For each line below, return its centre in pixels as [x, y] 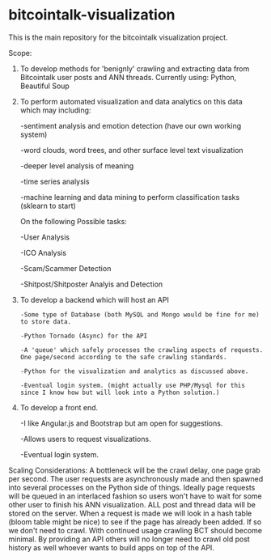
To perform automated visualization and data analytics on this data [131, 101]
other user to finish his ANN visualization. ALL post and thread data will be [132, 504]
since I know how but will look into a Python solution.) [120, 392]
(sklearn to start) [48, 206]
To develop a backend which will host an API [95, 299]
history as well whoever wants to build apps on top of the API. [111, 547]
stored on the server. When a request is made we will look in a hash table [130, 513]
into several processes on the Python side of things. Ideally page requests [132, 487]
